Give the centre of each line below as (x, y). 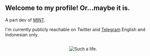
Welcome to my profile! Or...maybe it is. (68, 8)
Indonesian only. (22, 34)
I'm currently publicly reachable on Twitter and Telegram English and (75, 29)
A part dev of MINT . (25, 20)
